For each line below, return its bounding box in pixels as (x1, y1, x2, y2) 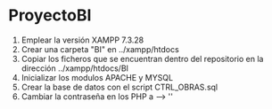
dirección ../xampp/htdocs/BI (21, 63, 129, 74)
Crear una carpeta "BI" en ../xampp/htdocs (21, 43, 179, 54)
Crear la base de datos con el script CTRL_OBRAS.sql (21, 82, 218, 92)
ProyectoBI (8, 5, 92, 26)
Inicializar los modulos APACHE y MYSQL (21, 72, 174, 82)
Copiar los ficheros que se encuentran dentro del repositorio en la (21, 53, 264, 64)
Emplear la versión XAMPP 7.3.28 (21, 35, 144, 45)
